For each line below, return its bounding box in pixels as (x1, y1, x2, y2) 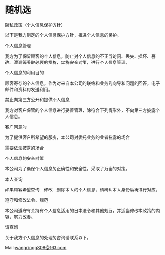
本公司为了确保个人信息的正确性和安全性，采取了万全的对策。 (5, 165, 130, 171)
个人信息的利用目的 (5, 69, 44, 75)
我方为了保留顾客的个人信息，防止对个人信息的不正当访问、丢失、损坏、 (5, 53, 151, 59)
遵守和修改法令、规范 (5, 197, 48, 203)
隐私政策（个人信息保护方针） (5, 22, 65, 28)
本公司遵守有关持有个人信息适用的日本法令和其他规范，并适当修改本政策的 (5, 207, 156, 213)
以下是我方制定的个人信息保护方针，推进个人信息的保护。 (5, 32, 121, 38)
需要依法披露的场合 (5, 145, 44, 151)
